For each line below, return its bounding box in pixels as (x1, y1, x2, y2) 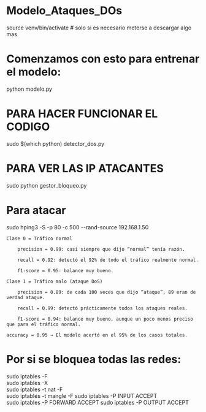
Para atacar (6, 203, 66, 217)
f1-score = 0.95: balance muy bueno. (17, 267, 114, 273)
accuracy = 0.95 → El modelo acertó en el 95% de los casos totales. (6, 332, 188, 338)
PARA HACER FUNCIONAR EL (6, 107, 158, 121)
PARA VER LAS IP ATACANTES (6, 162, 164, 175)
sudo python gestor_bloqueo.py (6, 181, 87, 189)
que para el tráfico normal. (6, 321, 81, 327)
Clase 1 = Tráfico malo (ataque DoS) (6, 278, 103, 284)
